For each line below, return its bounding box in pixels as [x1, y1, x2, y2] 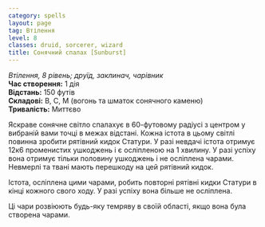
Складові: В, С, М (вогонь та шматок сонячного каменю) [8, 96, 204, 105]
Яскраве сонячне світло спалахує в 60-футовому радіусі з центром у [8, 120, 246, 129]
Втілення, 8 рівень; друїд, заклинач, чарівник [8, 71, 164, 80]
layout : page [8, 19, 52, 27]
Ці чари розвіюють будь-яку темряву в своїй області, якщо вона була [8, 202, 247, 211]
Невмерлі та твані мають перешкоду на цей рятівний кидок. [8, 162, 214, 171]
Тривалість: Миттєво [8, 104, 81, 114]
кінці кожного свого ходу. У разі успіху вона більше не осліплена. [8, 186, 233, 195]
